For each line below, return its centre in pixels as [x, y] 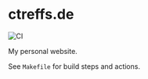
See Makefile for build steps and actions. [74, 66]
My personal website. [43, 51]
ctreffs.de [41, 14]
